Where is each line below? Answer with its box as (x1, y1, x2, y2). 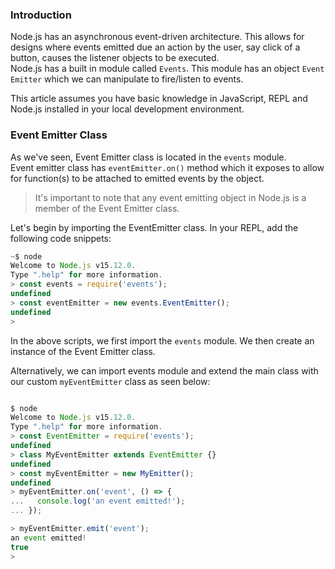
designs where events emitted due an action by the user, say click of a (10, 41, 301, 53)
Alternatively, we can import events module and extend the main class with (10, 364, 319, 377)
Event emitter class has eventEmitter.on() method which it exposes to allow (10, 161, 325, 173)
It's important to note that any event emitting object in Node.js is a (34, 191, 307, 203)
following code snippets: (10, 232, 112, 244)
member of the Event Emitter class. (34, 202, 180, 214)
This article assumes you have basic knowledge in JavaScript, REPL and (10, 93, 308, 105)
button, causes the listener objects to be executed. (10, 52, 220, 64)
